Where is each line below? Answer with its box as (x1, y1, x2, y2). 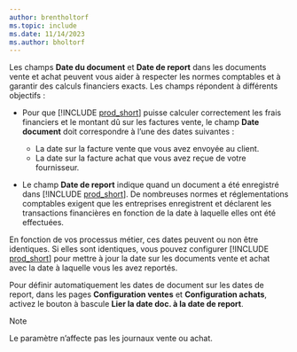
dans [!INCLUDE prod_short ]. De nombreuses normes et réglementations (21, 189, 289, 199)
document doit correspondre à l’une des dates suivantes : (21, 126, 235, 137)
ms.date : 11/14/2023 (9, 29, 86, 38)
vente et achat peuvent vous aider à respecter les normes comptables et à (9, 72, 281, 82)
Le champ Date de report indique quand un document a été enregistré (21, 179, 279, 191)
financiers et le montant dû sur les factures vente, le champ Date (21, 117, 260, 128)
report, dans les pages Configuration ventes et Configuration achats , (9, 289, 268, 300)
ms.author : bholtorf (9, 37, 86, 47)
